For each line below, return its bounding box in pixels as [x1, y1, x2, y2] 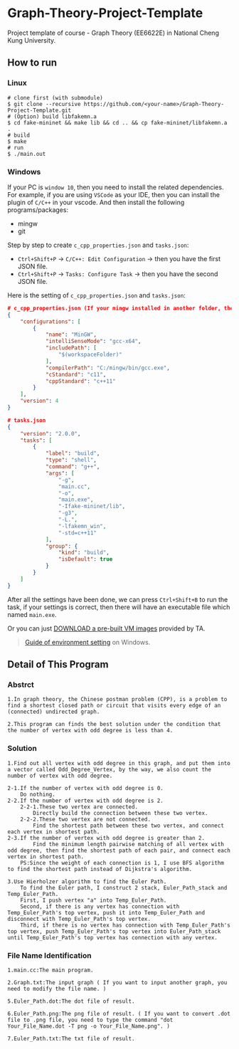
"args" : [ [45, 470, 75, 477]
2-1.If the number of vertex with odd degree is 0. [7, 784, 164, 791]
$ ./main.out [7, 150, 46, 157]
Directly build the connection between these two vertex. [33, 809, 208, 816]
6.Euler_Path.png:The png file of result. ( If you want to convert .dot [7, 1010, 231, 1017]
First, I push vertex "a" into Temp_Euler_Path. [20, 897, 167, 904]
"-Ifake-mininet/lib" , [58, 503, 126, 510]
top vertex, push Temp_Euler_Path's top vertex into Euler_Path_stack [7, 927, 221, 935]
